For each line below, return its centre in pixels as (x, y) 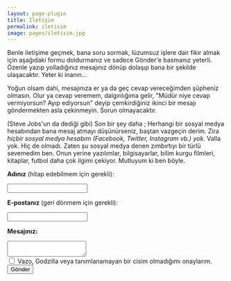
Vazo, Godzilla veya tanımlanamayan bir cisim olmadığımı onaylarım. (115, 262)
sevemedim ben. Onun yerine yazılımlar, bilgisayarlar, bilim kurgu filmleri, (111, 153)
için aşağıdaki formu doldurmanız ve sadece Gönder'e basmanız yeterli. (110, 60)
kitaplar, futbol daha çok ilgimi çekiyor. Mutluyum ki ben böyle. (96, 161)
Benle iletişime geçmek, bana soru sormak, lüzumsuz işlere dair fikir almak (114, 53)
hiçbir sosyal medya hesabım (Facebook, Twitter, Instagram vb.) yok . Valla (114, 139)
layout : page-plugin (37, 14)
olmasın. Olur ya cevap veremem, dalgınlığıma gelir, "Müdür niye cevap (109, 96)
